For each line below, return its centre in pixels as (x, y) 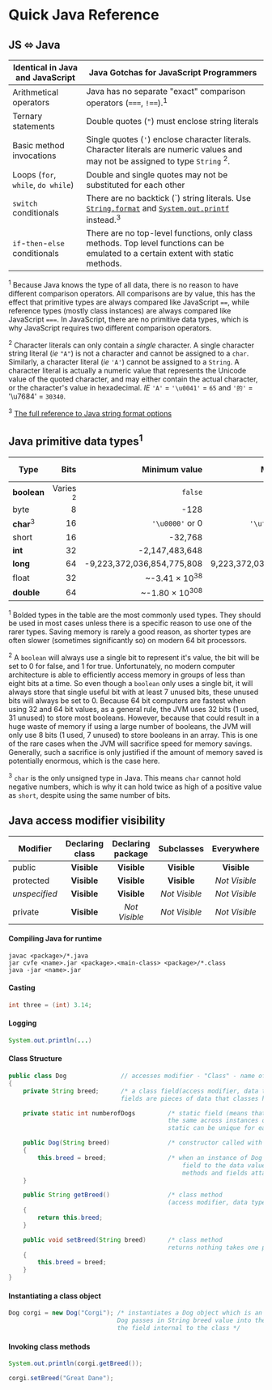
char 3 (23, 523)
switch (25, 204)
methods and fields (215, 1173)
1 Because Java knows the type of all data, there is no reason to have (123, 284)
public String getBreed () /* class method (123, 1195)
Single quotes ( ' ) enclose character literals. (169, 139)
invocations (34, 156)
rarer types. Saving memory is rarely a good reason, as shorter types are (130, 632)
